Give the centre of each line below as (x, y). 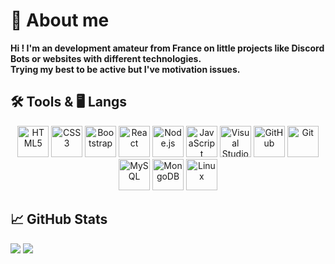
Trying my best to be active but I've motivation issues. (125, 69)
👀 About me (60, 20)
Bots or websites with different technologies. (106, 58)
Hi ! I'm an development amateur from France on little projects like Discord (167, 48)
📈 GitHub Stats (59, 219)
